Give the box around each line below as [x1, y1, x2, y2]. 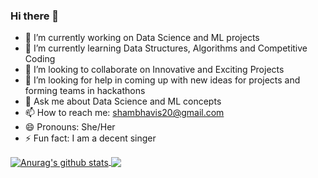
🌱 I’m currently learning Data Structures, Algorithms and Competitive [24, 42, 308, 54]
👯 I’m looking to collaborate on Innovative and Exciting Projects [24, 64, 285, 76]
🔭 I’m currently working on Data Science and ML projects [24, 32, 260, 44]
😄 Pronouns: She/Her [24, 121, 116, 133]
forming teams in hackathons [24, 85, 146, 97]
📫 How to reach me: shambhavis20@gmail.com [24, 107, 225, 119]
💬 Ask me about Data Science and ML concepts [24, 95, 222, 108]
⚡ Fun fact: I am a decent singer [24, 132, 157, 144]
